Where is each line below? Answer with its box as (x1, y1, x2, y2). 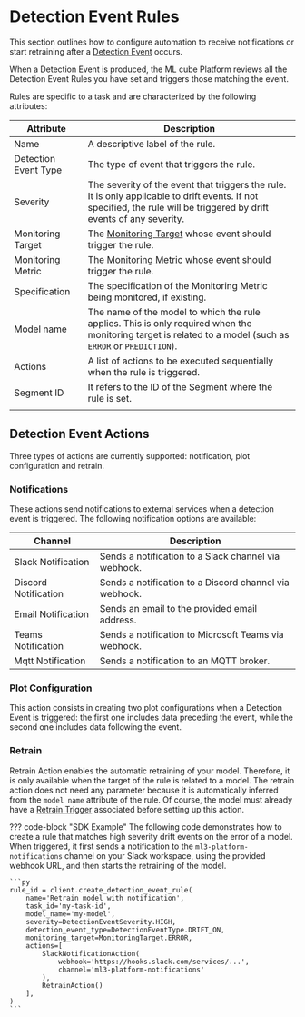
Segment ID (14, 386, 64, 399)
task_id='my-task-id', (25, 902, 112, 911)
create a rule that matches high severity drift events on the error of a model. (9, 831, 293, 842)
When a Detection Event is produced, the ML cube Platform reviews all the (9, 64, 288, 75)
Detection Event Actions (9, 426, 150, 442)
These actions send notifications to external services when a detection (9, 504, 275, 514)
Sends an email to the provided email (99, 603, 257, 615)
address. (99, 613, 137, 626)
